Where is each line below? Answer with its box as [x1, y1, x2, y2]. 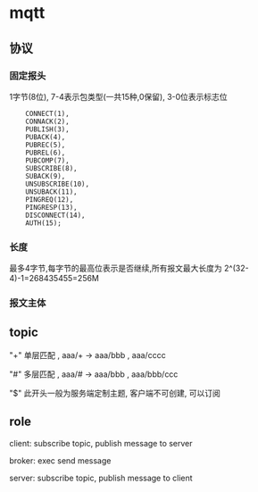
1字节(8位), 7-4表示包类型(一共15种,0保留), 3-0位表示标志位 [9, 91, 228, 102]
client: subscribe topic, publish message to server [9, 438, 194, 448]
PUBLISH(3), [25, 124, 70, 134]
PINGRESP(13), [25, 203, 78, 212]
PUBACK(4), [25, 132, 66, 141]
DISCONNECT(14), [25, 211, 87, 220]
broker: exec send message [9, 454, 112, 466]
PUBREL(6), [25, 148, 66, 157]
